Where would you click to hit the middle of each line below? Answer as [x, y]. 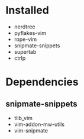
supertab [25, 51]
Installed [28, 10]
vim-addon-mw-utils [39, 124]
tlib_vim [23, 118]
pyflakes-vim [30, 33]
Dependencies [42, 82]
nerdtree [25, 27]
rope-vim [25, 39]
